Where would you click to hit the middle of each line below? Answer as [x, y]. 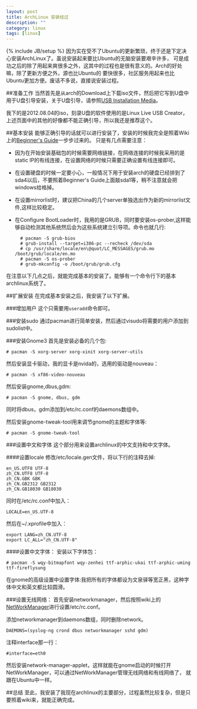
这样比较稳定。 [39, 208]
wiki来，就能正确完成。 [49, 700]
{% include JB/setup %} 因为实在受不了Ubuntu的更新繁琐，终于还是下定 [94, 51]
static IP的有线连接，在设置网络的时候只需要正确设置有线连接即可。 [96, 160]
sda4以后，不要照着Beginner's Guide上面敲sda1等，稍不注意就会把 [96, 180]
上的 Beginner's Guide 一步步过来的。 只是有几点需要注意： [77, 140]
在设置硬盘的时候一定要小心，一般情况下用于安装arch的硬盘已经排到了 [100, 173]
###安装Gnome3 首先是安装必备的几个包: [56, 341]
